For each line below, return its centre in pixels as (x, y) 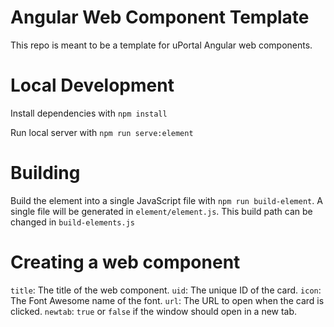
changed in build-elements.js (72, 222)
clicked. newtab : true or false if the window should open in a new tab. (154, 311)
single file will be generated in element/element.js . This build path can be (161, 211)
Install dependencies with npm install (89, 113)
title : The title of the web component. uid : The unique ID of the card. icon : (166, 290)
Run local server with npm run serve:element (102, 132)
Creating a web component (125, 262)
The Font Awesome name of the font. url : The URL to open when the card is (167, 300)
